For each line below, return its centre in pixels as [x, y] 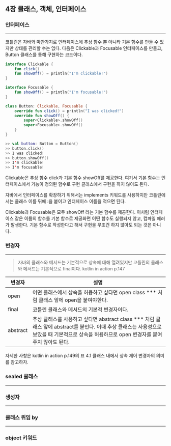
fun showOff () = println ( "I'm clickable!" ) [61, 74]
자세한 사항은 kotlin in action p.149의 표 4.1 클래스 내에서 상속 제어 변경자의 [80, 356]
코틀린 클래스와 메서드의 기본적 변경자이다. [80, 310]
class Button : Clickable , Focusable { [46, 106]
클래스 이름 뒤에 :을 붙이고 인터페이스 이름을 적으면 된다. [70, 201]
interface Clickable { [29, 64]
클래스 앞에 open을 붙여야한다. [73, 300]
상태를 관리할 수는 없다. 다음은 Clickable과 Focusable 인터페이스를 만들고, [89, 48]
